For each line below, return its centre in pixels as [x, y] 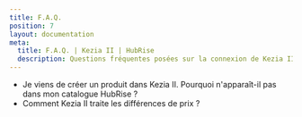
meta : [19, 42]
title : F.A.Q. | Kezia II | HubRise [86, 51]
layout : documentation [52, 34]
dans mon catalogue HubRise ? [80, 94]
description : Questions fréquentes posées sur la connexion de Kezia [150, 59]
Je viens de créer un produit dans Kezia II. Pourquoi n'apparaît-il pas [149, 84]
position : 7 [31, 26]
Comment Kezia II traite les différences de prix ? [111, 103]
